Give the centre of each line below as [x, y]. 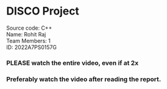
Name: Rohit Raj [26, 34]
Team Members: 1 [28, 41]
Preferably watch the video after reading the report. [84, 79]
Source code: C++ [29, 28]
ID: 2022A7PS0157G [31, 47]
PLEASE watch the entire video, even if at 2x [73, 63]
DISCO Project [43, 11]
